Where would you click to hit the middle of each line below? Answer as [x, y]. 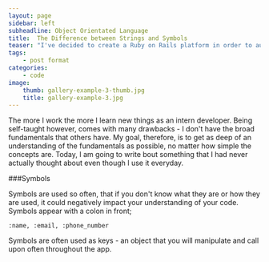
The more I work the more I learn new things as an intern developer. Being [130, 120]
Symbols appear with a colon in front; [70, 211]
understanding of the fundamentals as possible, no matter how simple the [130, 146]
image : [19, 83]
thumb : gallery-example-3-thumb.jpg [84, 90]
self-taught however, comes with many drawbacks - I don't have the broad [131, 129]
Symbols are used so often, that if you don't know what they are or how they [134, 194]
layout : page [30, 16]
